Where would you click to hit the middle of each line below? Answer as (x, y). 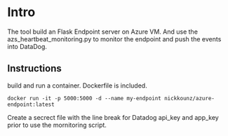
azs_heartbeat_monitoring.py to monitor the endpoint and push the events (114, 39)
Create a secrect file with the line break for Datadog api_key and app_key (113, 117)
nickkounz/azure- (189, 98)
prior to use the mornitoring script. (57, 125)
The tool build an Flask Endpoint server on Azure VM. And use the (103, 32)
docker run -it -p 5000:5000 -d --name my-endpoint (84, 98)
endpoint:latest (31, 104)
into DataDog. (27, 46)
